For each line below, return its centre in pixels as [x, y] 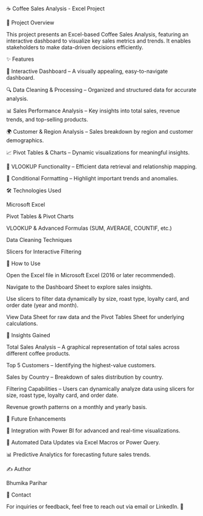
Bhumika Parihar [27, 483]
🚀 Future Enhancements [36, 419]
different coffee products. [38, 353]
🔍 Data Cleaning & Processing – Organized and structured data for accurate [101, 90]
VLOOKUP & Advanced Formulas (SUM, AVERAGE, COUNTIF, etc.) [89, 228]
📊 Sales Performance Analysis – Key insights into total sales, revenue [93, 111]
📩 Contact [19, 495]
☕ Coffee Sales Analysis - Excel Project [55, 9]
